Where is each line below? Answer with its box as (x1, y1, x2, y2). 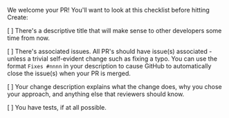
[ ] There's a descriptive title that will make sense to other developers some (7, 27, 222, 35)
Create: (7, 13, 29, 21)
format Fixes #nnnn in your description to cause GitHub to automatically (7, 62, 212, 70)
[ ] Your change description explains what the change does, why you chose (7, 83, 223, 90)
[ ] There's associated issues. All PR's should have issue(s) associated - (7, 48, 212, 55)
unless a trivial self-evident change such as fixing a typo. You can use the (7, 55, 218, 63)
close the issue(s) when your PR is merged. (7, 69, 131, 77)
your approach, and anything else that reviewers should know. (7, 90, 185, 98)
